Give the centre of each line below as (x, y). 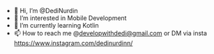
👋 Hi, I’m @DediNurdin (46, 11)
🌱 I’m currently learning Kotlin (56, 25)
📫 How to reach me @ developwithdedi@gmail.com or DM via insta (110, 33)
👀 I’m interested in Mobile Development (70, 18)
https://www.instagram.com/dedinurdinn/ (73, 43)
